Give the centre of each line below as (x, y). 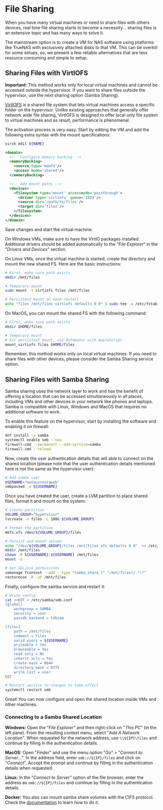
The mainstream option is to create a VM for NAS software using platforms (80, 42)
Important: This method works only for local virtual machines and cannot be (81, 85)
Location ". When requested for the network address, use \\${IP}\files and (81, 738)
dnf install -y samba (27, 435)
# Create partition (25, 510)
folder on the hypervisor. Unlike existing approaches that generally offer (77, 110)
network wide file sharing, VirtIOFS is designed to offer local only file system (81, 115)
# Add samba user (23, 478)
